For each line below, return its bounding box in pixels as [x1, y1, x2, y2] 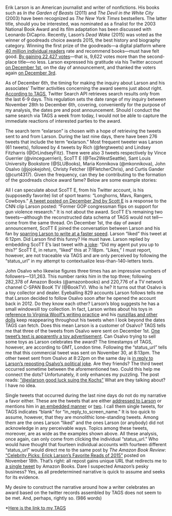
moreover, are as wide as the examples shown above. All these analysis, [5, 431, 158, 436]
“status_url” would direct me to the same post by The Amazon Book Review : [5, 447, 166, 453]
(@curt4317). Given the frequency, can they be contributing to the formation [5, 171, 166, 178]
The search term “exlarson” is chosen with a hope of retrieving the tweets [5, 128, 162, 134]
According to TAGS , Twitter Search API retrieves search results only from [5, 91, 160, 97]
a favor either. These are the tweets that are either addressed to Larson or [5, 398, 162, 404]
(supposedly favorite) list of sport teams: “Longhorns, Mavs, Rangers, [5, 193, 153, 198]
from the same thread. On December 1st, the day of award [18, 220, 142, 225]
